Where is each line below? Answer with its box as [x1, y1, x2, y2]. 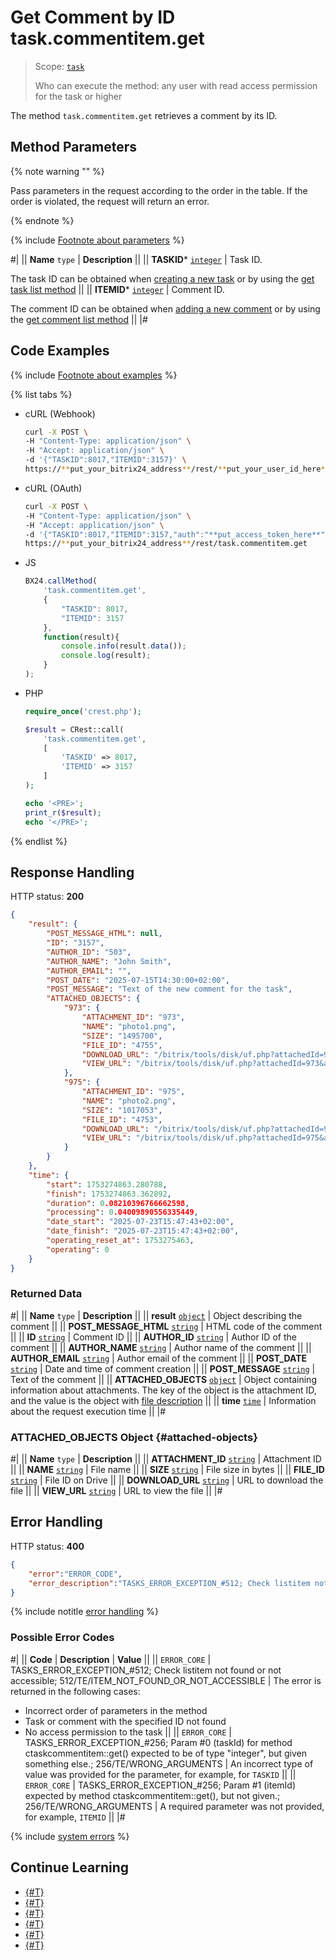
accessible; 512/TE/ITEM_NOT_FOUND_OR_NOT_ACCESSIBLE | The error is [10, 1674, 322, 1686]
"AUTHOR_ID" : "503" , [46, 947, 132, 957]
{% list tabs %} [10, 388, 73, 400]
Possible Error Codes [10, 1631, 115, 1645]
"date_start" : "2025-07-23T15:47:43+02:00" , [46, 1217, 235, 1227]
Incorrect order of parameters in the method [24, 1704, 208, 1716]
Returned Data [10, 1287, 83, 1301]
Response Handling [10, 864, 135, 881]
